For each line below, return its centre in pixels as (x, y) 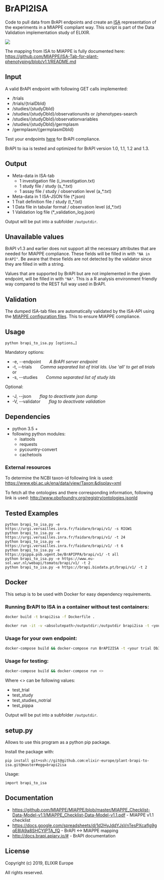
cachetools (31, 454)
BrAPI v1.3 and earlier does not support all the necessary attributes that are (81, 249)
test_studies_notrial (31, 700)
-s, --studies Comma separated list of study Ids (64, 377)
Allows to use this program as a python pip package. (58, 742)
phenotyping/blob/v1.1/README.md (41, 61)
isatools (27, 439)
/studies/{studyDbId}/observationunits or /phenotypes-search (75, 114)
